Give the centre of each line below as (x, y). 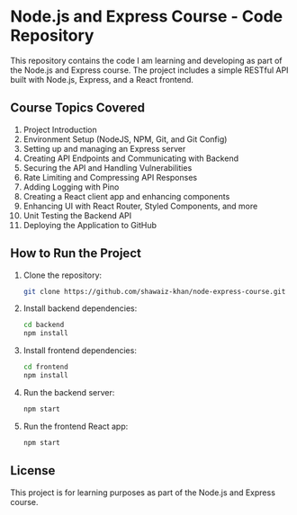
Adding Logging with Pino (71, 187)
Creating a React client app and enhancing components (126, 196)
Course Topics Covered (78, 108)
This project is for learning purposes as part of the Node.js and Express (143, 493)
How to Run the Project (76, 253)
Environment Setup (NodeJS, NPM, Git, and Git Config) (125, 139)
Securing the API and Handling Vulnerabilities (108, 167)
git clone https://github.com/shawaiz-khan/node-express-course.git (154, 291)
